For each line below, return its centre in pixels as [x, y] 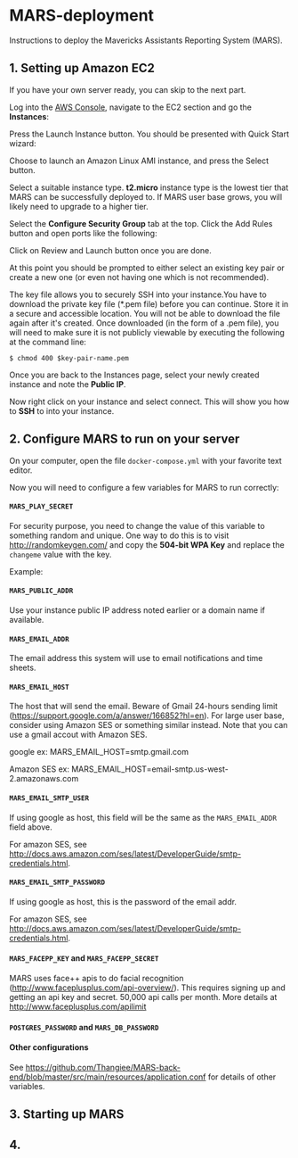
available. [27, 619]
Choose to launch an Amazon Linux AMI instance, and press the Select [139, 161]
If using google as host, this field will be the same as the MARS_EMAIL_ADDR [143, 817]
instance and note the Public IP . [68, 384]
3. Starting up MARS [67, 1115]
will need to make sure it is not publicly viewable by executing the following [147, 332]
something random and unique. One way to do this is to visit [119, 535]
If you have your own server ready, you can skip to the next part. [128, 89]
